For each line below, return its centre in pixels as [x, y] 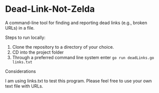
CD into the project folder [38, 52]
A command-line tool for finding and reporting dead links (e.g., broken [76, 23]
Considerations [20, 71]
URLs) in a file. [20, 28]
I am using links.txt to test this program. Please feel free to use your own [79, 81]
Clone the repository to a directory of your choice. [63, 47]
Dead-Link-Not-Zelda [50, 9]
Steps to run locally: [25, 37]
